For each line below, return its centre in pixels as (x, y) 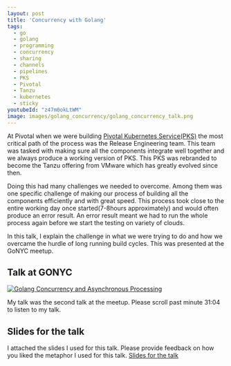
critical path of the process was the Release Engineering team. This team (111, 143)
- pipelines (31, 71)
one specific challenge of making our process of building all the (98, 193)
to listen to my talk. (34, 310)
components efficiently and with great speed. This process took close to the (116, 200)
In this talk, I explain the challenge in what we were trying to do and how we (115, 236)
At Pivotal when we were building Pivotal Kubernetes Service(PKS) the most (115, 136)
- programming (34, 46)
